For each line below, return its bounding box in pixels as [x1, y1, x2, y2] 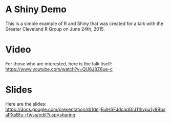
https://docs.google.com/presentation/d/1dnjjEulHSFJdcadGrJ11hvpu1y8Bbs [5, 106, 166, 112]
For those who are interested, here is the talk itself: [5, 60, 113, 67]
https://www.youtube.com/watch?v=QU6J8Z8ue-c [5, 66, 113, 72]
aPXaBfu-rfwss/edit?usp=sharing [5, 111, 76, 118]
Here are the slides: [5, 101, 47, 107]
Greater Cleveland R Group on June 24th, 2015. [5, 26, 105, 32]
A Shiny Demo [5, 4, 67, 15]
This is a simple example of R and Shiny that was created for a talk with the [5, 20, 164, 27]
